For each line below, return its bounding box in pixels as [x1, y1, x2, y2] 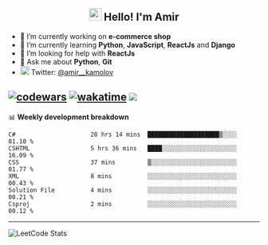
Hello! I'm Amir [103, 10, 179, 24]
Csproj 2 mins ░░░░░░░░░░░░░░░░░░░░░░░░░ [8, 200, 238, 208]
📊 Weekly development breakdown [8, 112, 129, 122]
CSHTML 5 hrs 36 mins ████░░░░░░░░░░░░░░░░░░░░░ [8, 144, 238, 152]
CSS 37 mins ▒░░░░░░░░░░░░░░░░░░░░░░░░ [8, 158, 238, 166]
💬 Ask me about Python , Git [19, 56, 112, 66]
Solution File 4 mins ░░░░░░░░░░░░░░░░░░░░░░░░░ [8, 186, 238, 194]
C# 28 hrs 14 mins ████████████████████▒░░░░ [8, 130, 238, 138]
